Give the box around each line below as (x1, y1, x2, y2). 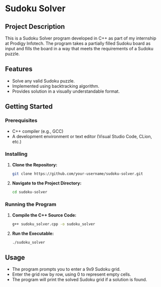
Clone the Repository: (12, 162, 57, 167)
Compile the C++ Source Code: (12, 212, 77, 218)
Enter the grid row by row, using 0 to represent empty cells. (12, 271, 131, 277)
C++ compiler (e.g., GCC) (12, 128, 64, 134)
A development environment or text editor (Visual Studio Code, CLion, (12, 133, 152, 139)
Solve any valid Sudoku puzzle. (12, 78, 75, 83)
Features (5, 65, 33, 73)
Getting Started (5, 102, 53, 111)
